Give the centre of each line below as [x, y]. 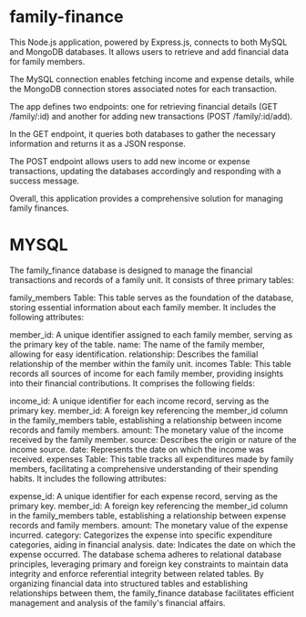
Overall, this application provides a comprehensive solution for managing [147, 198]
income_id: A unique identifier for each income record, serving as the [139, 401]
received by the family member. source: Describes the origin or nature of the [153, 439]
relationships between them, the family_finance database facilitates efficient [152, 593]
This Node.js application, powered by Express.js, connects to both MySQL [148, 42]
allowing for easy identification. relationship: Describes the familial [134, 354]
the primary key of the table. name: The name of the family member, [138, 344]
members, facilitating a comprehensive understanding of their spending [144, 468]
